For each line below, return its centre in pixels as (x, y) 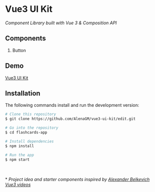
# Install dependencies (30, 141)
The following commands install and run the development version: (72, 105)
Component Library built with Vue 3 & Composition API (61, 23)
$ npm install (20, 146)
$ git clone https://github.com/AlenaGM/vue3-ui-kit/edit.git (70, 119)
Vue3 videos (18, 185)
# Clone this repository (31, 114)
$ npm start (17, 159)
